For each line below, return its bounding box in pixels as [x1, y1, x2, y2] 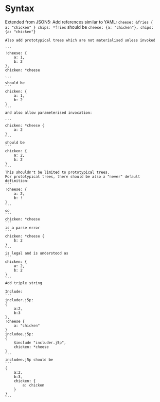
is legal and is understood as [5, 251, 69, 256]
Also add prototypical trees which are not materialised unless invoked [5, 37, 156, 43]
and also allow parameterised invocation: [5, 110, 92, 115]
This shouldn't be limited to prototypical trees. [5, 170, 110, 175]
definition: [5, 178, 29, 183]
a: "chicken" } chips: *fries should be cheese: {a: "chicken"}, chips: [5, 24, 154, 30]
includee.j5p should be [5, 357, 53, 362]
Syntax [5, 3, 35, 14]
